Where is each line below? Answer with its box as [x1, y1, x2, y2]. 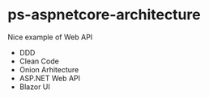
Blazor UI [19, 82, 50, 92]
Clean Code [19, 56, 60, 66]
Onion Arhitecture [19, 64, 79, 74]
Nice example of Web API [7, 32, 93, 42]
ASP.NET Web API [19, 73, 80, 83]
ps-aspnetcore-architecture [7, 6, 201, 24]
